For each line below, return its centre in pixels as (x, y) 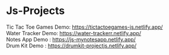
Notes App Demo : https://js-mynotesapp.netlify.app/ (71, 39)
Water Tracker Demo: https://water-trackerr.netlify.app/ (74, 33)
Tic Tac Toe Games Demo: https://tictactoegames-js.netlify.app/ (84, 27)
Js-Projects (36, 11)
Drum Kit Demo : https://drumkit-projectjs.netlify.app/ (71, 46)
